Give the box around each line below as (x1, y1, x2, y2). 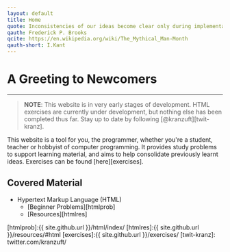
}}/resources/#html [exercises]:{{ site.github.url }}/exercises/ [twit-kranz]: (7, 230, 216, 238)
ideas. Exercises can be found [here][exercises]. (7, 157, 144, 165)
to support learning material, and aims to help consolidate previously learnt (7, 150, 219, 158)
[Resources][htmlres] (27, 210, 88, 218)
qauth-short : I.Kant (7, 42, 66, 49)
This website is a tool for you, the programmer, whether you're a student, (7, 135, 214, 144)
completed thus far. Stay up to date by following (23, 114, 159, 123)
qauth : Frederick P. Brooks (7, 29, 88, 36)
